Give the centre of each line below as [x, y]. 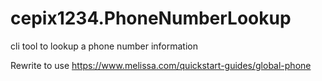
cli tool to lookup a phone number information [104, 46]
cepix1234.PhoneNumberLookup [151, 18]
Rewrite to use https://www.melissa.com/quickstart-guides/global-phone [161, 65]
